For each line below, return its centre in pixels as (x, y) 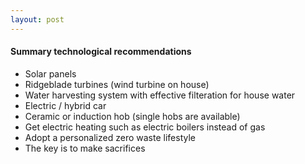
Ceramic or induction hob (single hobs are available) (132, 116)
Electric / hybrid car (65, 105)
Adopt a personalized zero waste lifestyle (110, 137)
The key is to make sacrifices (85, 148)
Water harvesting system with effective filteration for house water (160, 95)
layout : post (37, 19)
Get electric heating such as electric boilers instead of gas (145, 127)
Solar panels (50, 73)
